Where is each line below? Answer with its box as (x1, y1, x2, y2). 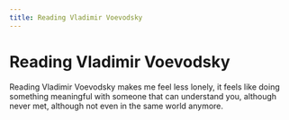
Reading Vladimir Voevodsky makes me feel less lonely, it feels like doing (9, 81, 281, 92)
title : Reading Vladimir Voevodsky (9, 13, 143, 22)
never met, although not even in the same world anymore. (9, 100, 223, 111)
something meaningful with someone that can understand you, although (9, 90, 277, 101)
